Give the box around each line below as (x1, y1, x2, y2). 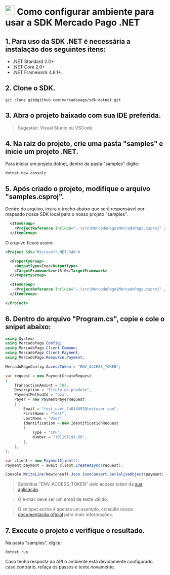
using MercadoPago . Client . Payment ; (5, 350, 80, 356)
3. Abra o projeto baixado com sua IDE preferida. (5, 111, 161, 120)
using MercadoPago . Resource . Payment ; (5, 355, 85, 360)
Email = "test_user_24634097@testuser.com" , (23, 406, 119, 411)
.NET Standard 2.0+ (12, 58, 54, 65)
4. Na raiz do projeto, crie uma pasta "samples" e (5, 140, 163, 148)
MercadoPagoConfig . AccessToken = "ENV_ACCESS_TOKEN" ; (5, 364, 121, 369)
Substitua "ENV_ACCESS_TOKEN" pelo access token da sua (17, 481, 143, 487)
